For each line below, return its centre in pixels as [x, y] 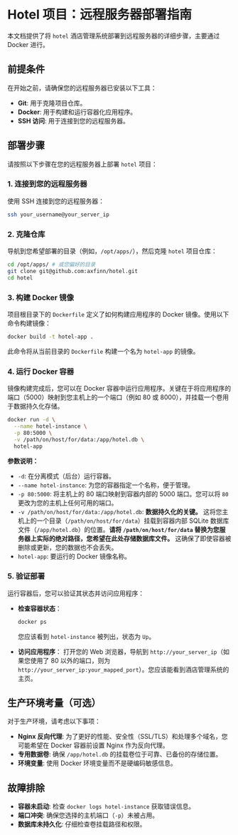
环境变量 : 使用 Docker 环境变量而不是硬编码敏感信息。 [97, 763]
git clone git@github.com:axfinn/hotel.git [73, 271]
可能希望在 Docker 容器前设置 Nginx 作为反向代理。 [93, 745]
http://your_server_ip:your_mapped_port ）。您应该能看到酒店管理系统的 [123, 669]
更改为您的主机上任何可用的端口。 [67, 503]
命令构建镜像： [29, 323]
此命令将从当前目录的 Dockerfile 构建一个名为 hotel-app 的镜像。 [103, 351]
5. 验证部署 [26, 576]
